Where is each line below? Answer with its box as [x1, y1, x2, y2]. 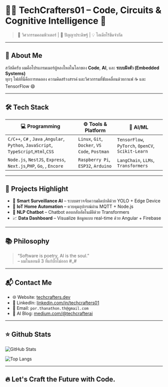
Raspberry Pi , [78, 156, 110, 163]
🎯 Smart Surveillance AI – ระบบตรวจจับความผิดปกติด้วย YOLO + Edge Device [12, 198, 161, 204]
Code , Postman [78, 148, 109, 155]
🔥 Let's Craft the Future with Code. [5, 375, 116, 383]
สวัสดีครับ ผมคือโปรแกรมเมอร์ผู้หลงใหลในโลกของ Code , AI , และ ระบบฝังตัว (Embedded [5, 65, 159, 71]
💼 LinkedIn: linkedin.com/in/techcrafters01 [12, 300, 99, 306]
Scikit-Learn [117, 148, 148, 154]
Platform [84, 126, 106, 134]
